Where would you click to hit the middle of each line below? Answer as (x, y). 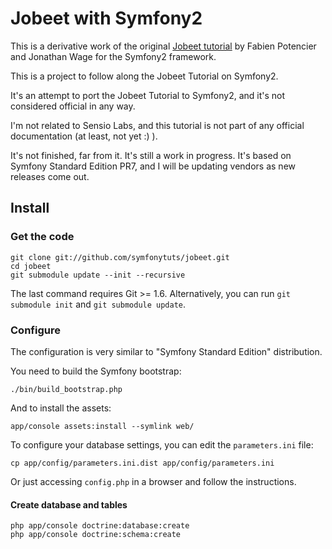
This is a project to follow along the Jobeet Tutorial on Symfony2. (144, 76)
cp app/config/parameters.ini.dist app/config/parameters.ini (142, 463)
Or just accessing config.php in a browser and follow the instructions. (153, 481)
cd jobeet (31, 266)
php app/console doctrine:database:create (100, 526)
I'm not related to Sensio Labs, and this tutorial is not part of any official (157, 125)
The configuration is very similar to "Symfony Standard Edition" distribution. (166, 351)
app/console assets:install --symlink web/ (102, 426)
